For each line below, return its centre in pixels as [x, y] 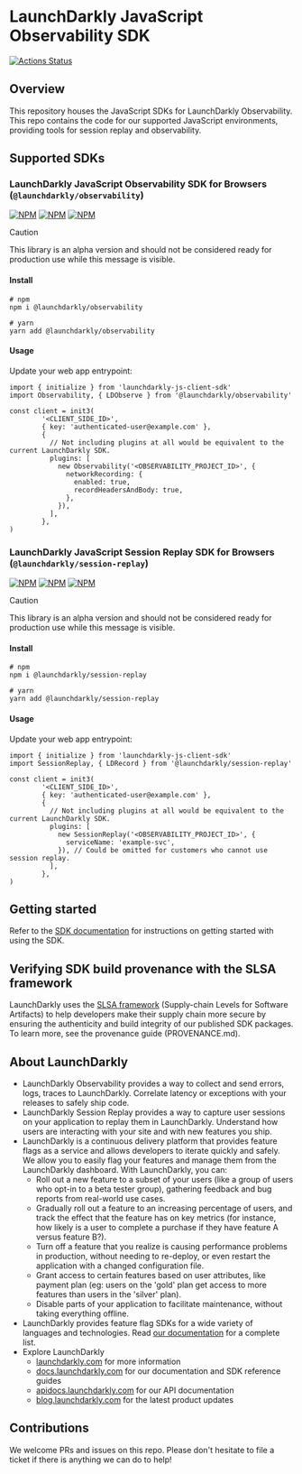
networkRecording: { [105, 474]
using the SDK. [37, 941]
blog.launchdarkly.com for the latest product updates [135, 1399]
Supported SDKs [57, 158]
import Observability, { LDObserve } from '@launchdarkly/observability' [151, 395]
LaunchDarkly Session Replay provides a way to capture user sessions [154, 1112]
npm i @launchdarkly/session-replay [78, 675]
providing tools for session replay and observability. [105, 130]
